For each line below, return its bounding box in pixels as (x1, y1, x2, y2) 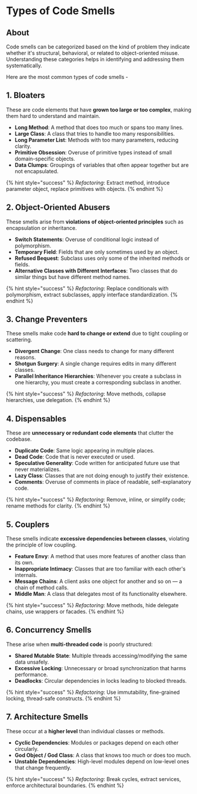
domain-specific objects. (14, 155, 75, 162)
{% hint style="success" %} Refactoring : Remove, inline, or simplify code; (6, 496, 186, 503)
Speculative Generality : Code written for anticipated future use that (14, 460, 180, 467)
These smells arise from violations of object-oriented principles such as (6, 218, 184, 225)
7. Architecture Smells (6, 712, 88, 722)
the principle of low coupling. (6, 541, 77, 549)
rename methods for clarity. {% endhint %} (6, 502, 111, 509)
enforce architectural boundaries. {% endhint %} (6, 782, 125, 789)
